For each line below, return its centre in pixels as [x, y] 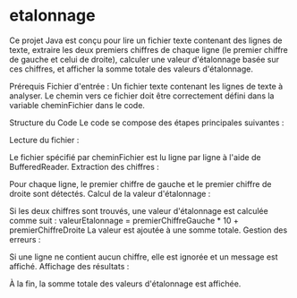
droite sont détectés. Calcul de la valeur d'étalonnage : [110, 193]
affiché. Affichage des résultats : [69, 266]
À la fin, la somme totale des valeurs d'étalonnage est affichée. [125, 284]
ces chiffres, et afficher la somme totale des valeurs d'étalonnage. [131, 69]
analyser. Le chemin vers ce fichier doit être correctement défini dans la [142, 96]
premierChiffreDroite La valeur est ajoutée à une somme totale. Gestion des [148, 230]
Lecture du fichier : [44, 140]
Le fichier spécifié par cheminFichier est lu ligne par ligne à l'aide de [135, 157]
